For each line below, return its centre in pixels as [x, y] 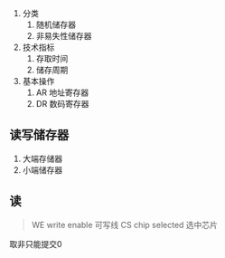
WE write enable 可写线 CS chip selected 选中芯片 [125, 225]
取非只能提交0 [36, 244]
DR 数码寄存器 [62, 104]
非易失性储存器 [64, 36]
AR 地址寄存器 [62, 92]
